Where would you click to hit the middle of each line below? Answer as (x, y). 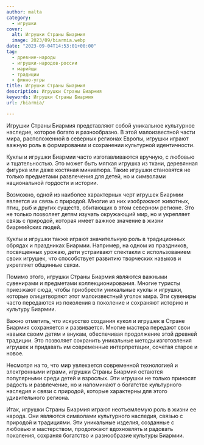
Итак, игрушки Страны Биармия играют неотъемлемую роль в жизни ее (101, 409)
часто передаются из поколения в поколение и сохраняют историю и (97, 302)
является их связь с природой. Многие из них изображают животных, (98, 201)
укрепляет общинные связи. (43, 265)
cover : (15, 29)
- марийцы (24, 69)
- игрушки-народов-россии (45, 63)
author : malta (24, 12)
